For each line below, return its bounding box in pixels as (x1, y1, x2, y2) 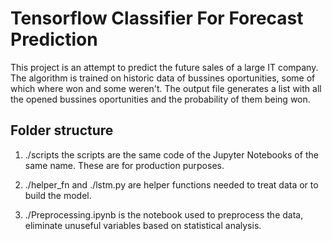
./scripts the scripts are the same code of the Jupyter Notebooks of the (24, 148, 319, 161)
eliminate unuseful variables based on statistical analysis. (24, 219, 262, 231)
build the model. (24, 189, 92, 201)
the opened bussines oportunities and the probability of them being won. (10, 93, 311, 105)
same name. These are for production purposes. (24, 159, 225, 171)
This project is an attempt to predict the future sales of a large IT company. (10, 61, 319, 73)
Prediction (10, 28, 98, 51)
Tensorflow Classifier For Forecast (10, 7, 304, 30)
